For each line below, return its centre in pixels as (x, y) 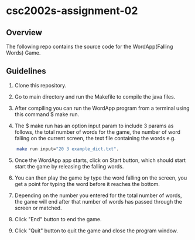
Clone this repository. (40, 85)
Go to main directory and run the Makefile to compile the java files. (95, 97)
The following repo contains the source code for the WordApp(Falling (90, 46)
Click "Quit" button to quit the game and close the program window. (96, 231)
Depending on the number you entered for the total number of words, (98, 195)
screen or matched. (38, 208)
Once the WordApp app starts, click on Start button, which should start (100, 160)
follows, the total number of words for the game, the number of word (97, 132)
